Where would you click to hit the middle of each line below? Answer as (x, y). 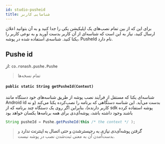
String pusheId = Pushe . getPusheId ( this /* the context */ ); (70, 122)
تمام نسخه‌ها (29, 76)
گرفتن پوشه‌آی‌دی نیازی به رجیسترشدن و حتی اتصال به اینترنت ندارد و (80, 131)
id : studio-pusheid (26, 10)
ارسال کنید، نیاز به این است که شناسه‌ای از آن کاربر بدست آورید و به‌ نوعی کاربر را (80, 34)
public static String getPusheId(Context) (50, 86)
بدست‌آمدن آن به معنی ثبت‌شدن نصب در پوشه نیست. (66, 137)
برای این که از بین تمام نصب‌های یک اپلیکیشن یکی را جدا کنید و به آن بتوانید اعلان (79, 28)
